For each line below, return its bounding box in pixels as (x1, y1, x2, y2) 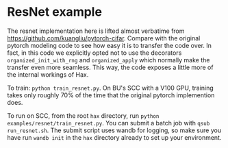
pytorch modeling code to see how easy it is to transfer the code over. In (7, 41, 212, 49)
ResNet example (7, 4, 103, 20)
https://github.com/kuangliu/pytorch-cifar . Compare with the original (7, 34, 201, 42)
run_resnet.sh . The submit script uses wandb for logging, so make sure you (7, 126, 221, 134)
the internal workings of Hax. (7, 70, 89, 79)
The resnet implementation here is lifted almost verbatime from (7, 27, 185, 35)
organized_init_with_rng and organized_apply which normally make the (7, 56, 210, 64)
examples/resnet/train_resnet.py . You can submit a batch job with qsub (7, 119, 210, 127)
